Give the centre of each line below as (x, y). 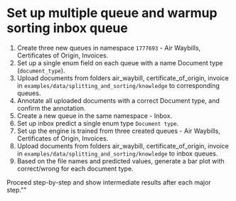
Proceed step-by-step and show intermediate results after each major (109, 182)
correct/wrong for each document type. (75, 168)
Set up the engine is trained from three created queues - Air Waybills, (119, 131)
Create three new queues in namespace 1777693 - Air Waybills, (109, 48)
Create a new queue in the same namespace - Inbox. (95, 116)
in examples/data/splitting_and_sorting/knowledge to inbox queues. (117, 153)
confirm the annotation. (51, 108)
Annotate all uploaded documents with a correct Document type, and (118, 100)
